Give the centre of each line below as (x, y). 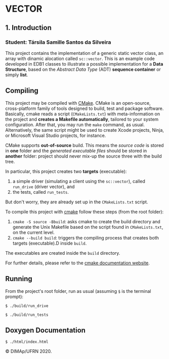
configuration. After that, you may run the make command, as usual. (75, 125)
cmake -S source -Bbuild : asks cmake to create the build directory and (86, 221)
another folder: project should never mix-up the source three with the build (83, 156)
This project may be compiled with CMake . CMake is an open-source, (78, 103)
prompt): (14, 296)
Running (19, 279)
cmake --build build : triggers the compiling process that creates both (86, 237)
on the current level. (33, 232)
